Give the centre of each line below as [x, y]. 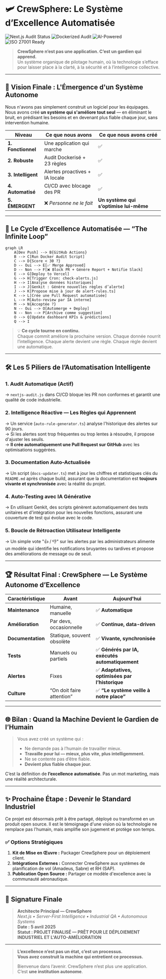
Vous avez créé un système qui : [50, 739]
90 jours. [14, 429]
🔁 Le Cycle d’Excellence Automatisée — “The [76, 229]
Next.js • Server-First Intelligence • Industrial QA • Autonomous [82, 916]
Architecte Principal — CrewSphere [54, 911]
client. [19, 858]
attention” [61, 697]
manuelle [61, 613]
